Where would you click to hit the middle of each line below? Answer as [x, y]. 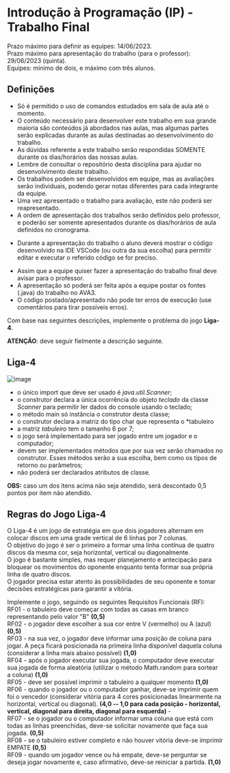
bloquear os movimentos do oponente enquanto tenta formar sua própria [110, 567]
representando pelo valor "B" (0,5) [56, 617]
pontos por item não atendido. [50, 493]
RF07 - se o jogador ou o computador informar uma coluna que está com [110, 719]
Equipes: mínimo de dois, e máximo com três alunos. [81, 68]
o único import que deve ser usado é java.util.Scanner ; [94, 392]
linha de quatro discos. [39, 574]
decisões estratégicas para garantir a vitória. [70, 589]
